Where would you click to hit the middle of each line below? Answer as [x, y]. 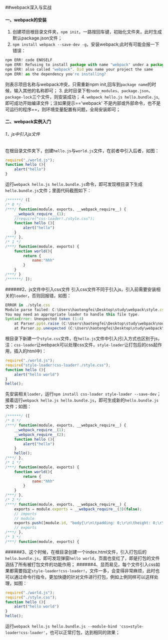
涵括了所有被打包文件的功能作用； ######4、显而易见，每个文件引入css [80, 564]
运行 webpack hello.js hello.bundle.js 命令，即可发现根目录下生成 [74, 184]
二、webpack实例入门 [28, 122]
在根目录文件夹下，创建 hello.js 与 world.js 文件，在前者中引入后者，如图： [82, 150]
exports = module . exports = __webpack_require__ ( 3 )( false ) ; [78, 509]
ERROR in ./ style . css [28, 305]
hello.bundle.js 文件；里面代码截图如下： [48, 190]
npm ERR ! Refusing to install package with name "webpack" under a [77, 65]
